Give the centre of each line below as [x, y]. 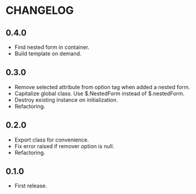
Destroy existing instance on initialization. [66, 99]
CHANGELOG [40, 11]
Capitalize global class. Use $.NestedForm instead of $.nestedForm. [100, 93]
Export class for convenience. [51, 140]
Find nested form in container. [52, 47]
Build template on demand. [48, 54]
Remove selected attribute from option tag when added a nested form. [102, 87]
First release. [31, 186]
